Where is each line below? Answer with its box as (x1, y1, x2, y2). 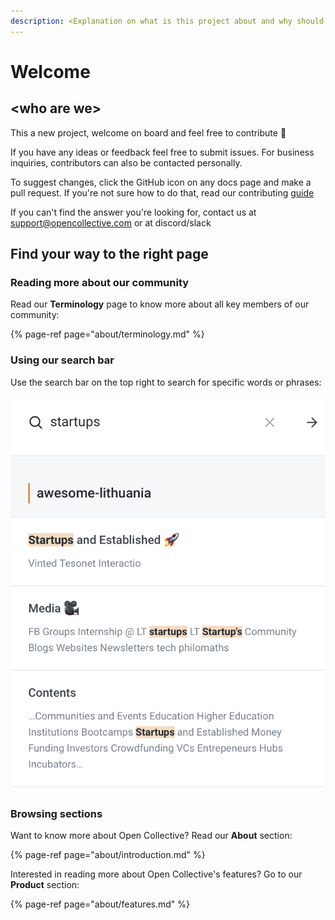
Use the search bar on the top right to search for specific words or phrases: (10, 376, 322, 388)
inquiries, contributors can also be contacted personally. (10, 156, 243, 169)
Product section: (10, 879, 80, 891)
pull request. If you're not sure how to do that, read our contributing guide (10, 186, 315, 199)
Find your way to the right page (10, 246, 209, 263)
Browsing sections (10, 806, 103, 820)
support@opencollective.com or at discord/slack (10, 216, 212, 229)
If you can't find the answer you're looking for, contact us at (10, 206, 257, 218)
